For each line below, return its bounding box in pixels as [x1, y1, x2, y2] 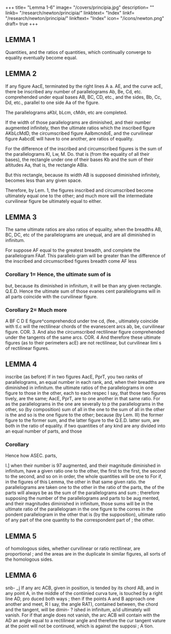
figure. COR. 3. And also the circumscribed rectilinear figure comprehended [5, 329, 165, 335]
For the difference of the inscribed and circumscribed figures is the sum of [5, 146, 162, 152]
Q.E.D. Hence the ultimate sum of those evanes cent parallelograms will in [5, 288, 161, 294]
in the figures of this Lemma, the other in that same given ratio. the [5, 479, 145, 485]
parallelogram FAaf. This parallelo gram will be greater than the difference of [5, 253, 166, 259]
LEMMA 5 [5, 531, 37, 540]
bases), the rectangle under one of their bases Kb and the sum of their [5, 156, 154, 162]
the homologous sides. [5, 556, 54, 562]
